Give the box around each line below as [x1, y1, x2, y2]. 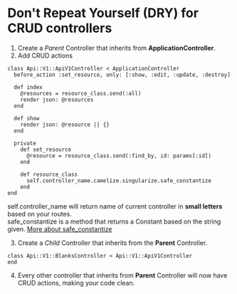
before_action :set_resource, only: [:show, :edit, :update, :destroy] [14, 71, 231, 78]
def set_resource [20, 146, 72, 153]
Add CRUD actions [17, 51, 73, 60]
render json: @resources [20, 96, 94, 103]
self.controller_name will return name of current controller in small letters [7, 201, 223, 211]
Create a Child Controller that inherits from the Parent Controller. [17, 238, 208, 247]
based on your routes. [7, 209, 73, 218]
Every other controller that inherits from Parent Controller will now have [17, 271, 228, 279]
